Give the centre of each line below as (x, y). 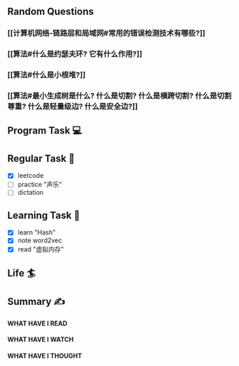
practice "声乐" (40, 185)
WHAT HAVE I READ (37, 323)
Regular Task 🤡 (41, 158)
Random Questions (51, 12)
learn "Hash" (37, 232)
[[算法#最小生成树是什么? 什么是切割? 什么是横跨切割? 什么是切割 (119, 96)
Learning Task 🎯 (44, 215)
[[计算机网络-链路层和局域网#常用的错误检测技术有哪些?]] (106, 33)
